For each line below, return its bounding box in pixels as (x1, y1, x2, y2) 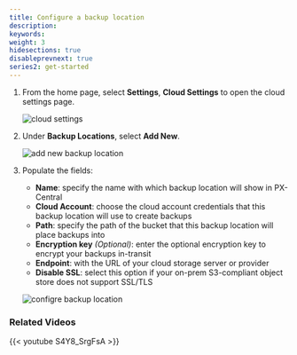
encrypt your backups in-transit (35, 248, 152, 258)
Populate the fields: (21, 165, 93, 176)
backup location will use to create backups (35, 210, 192, 221)
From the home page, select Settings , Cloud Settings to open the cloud (21, 86, 285, 98)
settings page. (21, 96, 75, 106)
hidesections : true (9, 46, 82, 55)
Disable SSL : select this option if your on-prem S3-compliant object (35, 267, 284, 278)
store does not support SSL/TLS (35, 276, 153, 287)
